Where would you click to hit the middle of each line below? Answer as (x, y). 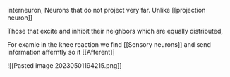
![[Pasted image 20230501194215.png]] (65, 65)
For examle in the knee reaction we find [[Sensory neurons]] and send (109, 44)
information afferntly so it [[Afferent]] (61, 52)
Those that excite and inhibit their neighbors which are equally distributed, (115, 31)
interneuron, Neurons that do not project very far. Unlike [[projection (107, 10)
